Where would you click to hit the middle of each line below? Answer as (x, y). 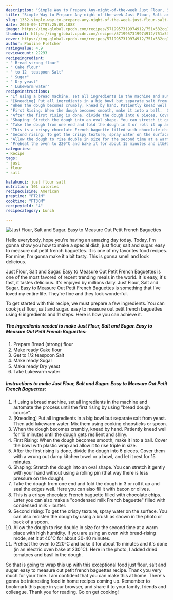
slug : (12, 20)
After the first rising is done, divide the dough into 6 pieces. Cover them (89, 451)
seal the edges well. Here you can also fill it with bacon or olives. (82, 489)
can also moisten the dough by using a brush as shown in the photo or (88, 517)
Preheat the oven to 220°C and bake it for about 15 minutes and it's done (90, 544)
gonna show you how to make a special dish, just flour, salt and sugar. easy (86, 245)
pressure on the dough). (39, 478)
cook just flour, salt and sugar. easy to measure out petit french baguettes (84, 308)
